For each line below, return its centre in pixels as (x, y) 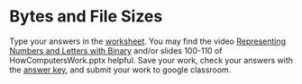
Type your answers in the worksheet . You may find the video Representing (148, 41)
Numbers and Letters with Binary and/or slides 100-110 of (116, 50)
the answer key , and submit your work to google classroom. (120, 70)
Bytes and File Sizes (86, 17)
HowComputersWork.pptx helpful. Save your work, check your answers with (151, 60)
